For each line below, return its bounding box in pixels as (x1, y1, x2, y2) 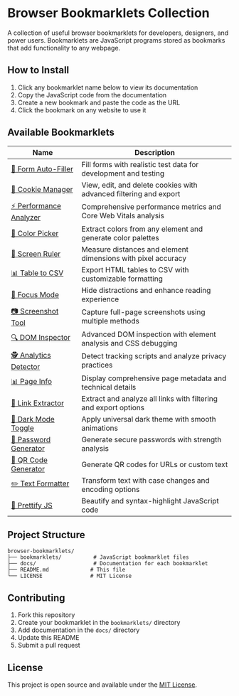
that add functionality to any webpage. (7, 43, 121, 52)
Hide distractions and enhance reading (81, 285, 211, 295)
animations (81, 423, 119, 433)
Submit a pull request (17, 641, 80, 650)
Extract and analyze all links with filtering (81, 393, 218, 403)
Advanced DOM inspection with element (81, 329, 216, 339)
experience (81, 294, 119, 304)
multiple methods (81, 316, 140, 326)
